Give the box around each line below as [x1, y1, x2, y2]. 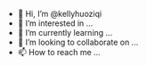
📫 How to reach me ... [17, 47, 101, 57]
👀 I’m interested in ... [17, 18, 94, 29]
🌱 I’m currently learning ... [17, 28, 113, 37]
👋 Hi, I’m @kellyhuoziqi [17, 9, 102, 19]
